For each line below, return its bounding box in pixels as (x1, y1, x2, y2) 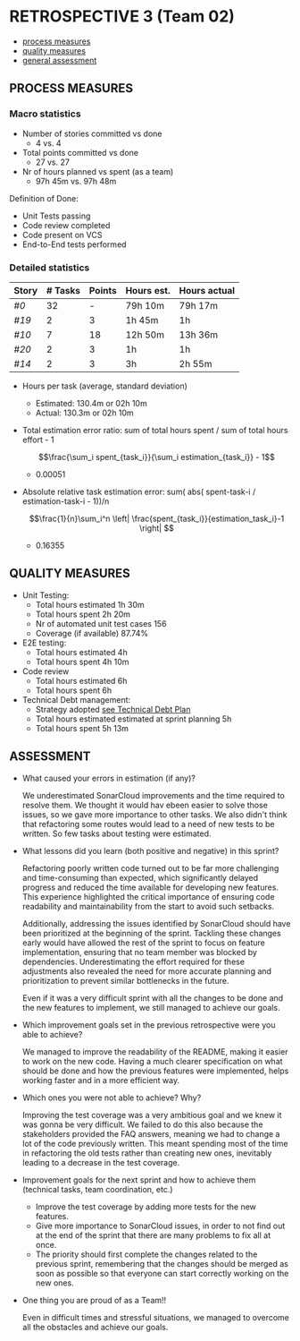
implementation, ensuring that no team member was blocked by (21, 946, 257, 957)
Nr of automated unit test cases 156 (35, 618, 167, 628)
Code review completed (21, 219, 111, 230)
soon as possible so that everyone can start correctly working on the (35, 1268, 289, 1278)
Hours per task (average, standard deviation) (21, 380, 187, 391)
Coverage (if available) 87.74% (35, 628, 149, 638)
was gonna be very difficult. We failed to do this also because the (21, 1119, 263, 1130)
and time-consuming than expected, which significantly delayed (21, 872, 259, 883)
